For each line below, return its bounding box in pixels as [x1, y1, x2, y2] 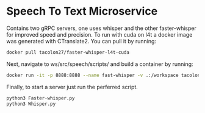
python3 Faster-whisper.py [6, 95, 75, 101]
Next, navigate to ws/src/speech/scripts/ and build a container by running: [6, 60, 193, 68]
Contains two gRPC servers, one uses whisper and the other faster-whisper [6, 24, 196, 32]
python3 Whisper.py [6, 101, 56, 107]
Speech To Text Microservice [6, 4, 158, 18]
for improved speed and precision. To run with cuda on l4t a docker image [6, 31, 193, 38]
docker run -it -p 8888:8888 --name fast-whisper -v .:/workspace [6, 72, 179, 78]
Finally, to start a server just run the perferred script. [6, 83, 138, 90]
